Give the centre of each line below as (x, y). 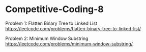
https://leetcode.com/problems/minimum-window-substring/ (69, 43)
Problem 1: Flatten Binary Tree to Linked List (51, 23)
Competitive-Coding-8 (55, 9)
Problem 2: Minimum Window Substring (47, 38)
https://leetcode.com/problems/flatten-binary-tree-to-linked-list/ (73, 28)
